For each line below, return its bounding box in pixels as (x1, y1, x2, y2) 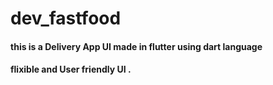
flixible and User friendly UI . (10, 63, 132, 76)
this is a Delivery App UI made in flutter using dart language (10, 40, 263, 52)
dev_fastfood (10, 7, 122, 30)
